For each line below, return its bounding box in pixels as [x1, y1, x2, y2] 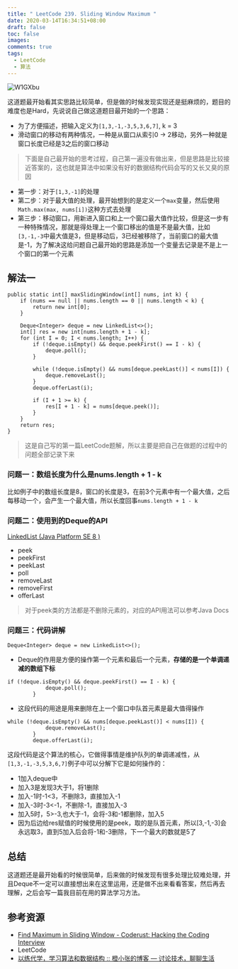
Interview [17, 938, 45, 946]
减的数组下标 [17, 664, 55, 673]
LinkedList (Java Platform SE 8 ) [7, 532, 101, 541]
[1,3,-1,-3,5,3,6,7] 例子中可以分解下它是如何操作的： [7, 759, 168, 768]
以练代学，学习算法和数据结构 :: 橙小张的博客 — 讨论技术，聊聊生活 [17, 953, 215, 963]
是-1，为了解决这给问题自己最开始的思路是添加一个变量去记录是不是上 [17, 240, 222, 249]
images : [7, 37, 30, 44]
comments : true [7, 43, 52, 50]
